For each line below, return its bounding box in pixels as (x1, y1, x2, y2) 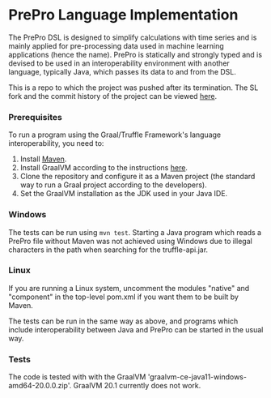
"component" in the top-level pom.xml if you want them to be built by (8, 292, 239, 302)
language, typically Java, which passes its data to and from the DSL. (8, 66, 237, 76)
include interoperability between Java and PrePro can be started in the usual (8, 324, 264, 334)
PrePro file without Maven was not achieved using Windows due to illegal (8, 236, 252, 246)
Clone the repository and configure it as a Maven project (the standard (19, 172, 256, 182)
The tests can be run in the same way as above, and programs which (8, 316, 239, 326)
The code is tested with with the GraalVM (8, 372, 146, 382)
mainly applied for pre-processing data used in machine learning (8, 41, 224, 50)
